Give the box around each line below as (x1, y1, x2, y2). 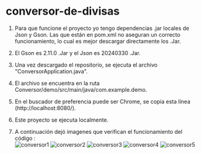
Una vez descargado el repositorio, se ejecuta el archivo (14, 61, 158, 68)
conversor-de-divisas (6, 4, 120, 18)
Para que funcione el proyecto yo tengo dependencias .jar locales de (14, 24, 190, 32)
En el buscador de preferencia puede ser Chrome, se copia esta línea (14, 98, 191, 105)
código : (14, 134, 36, 142)
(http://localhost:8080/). (14, 104, 76, 111)
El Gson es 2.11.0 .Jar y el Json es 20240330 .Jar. (14, 49, 141, 56)
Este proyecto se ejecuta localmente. (14, 116, 109, 123)
